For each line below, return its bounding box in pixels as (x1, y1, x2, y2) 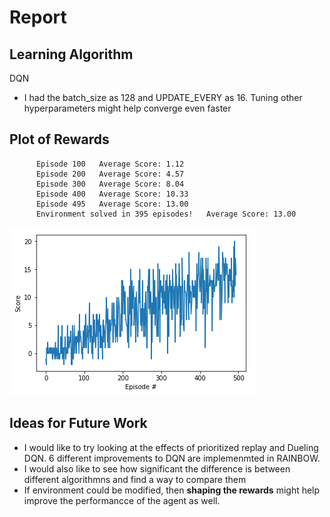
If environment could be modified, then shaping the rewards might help (23, 484, 321, 496)
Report (9, 6, 67, 29)
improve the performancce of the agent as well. (23, 494, 221, 506)
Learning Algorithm (9, 46, 134, 63)
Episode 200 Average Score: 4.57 (35, 169, 185, 179)
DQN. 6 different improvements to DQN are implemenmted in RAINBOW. (23, 452, 321, 464)
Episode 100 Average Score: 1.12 (35, 159, 185, 169)
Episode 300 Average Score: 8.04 (35, 179, 185, 189)
